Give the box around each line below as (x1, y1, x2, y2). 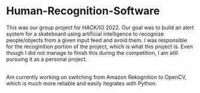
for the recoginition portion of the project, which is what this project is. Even (6, 43, 193, 50)
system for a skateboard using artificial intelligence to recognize (6, 30, 164, 37)
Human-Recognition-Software (6, 4, 160, 18)
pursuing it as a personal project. (6, 55, 88, 63)
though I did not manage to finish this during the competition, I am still (6, 49, 179, 56)
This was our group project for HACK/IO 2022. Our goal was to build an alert (6, 24, 194, 31)
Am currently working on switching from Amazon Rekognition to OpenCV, (6, 73, 187, 80)
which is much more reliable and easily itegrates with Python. (6, 79, 157, 87)
